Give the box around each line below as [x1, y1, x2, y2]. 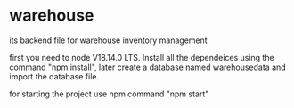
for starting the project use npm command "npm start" [9, 88, 209, 99]
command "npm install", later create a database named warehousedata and [9, 62, 287, 72]
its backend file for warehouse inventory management [9, 35, 208, 46]
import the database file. [9, 71, 100, 81]
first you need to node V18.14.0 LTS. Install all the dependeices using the [9, 52, 274, 62]
